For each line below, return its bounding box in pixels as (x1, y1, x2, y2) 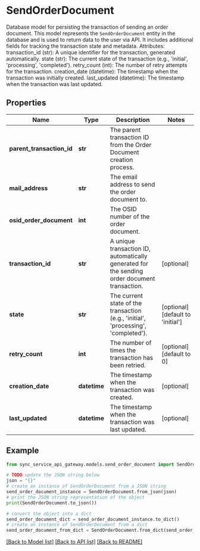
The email (110, 173, 138, 181)
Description (115, 115, 150, 124)
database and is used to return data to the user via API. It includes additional (6, 36, 193, 43)
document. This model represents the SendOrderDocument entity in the (6, 29, 176, 36)
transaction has (110, 353, 154, 362)
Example (6, 446, 39, 456)
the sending (110, 267, 143, 275)
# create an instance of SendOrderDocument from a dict (6, 522, 148, 528)
